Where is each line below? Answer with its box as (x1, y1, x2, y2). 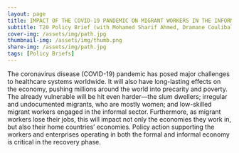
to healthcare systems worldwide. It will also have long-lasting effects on (7, 77, 221, 85)
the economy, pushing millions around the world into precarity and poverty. (7, 85, 228, 93)
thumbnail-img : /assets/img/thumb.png (7, 37, 122, 44)
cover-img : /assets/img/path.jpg (7, 30, 107, 38)
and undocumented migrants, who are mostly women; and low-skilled (7, 100, 212, 108)
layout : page (7, 10, 46, 18)
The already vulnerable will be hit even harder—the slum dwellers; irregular (7, 92, 228, 100)
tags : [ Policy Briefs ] (7, 51, 75, 58)
